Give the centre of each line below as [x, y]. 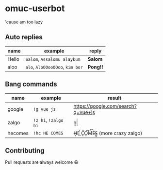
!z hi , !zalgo [48, 120]
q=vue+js [84, 112]
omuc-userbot [35, 8]
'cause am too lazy [24, 22]
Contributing [25, 150]
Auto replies [24, 37]
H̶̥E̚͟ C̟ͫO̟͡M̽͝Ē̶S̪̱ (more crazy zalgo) [108, 133]
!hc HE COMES [48, 133]
